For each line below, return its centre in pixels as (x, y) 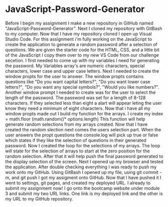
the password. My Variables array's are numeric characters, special (75, 66)
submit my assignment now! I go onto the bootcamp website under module (82, 188)
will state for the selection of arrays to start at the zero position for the (77, 151)
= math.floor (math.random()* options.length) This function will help (75, 119)
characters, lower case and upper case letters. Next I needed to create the (82, 71)
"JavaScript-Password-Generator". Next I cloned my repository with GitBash (84, 28)
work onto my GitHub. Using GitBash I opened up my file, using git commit (82, 172)
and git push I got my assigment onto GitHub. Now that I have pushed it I (87, 177)
